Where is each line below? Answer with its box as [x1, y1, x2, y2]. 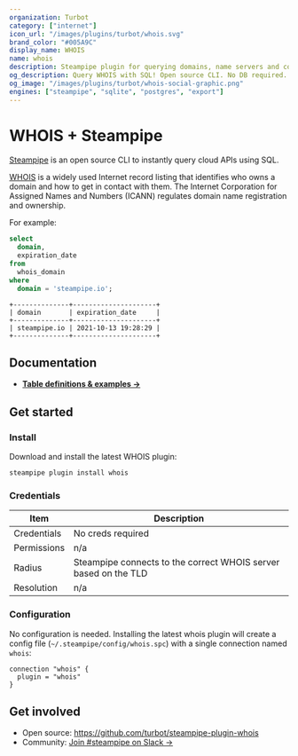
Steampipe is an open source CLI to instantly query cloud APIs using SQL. [9, 154, 279, 165]
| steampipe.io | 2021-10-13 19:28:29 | [9, 323, 161, 333]
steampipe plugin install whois [9, 469, 129, 477]
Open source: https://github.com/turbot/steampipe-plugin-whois [21, 728, 259, 738]
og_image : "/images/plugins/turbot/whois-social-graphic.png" [9, 79, 244, 88]
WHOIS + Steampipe [9, 125, 163, 146]
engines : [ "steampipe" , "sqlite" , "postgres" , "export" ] [9, 87, 224, 96]
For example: [9, 217, 58, 228]
